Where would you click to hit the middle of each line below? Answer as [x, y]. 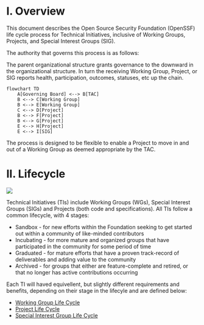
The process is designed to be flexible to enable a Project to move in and [98, 143]
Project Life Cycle [37, 309]
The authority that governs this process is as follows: [73, 52]
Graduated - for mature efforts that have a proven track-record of [97, 253]
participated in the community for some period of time [83, 246]
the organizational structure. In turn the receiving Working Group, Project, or [102, 71]
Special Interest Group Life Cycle [57, 315]
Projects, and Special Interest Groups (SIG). [61, 41]
